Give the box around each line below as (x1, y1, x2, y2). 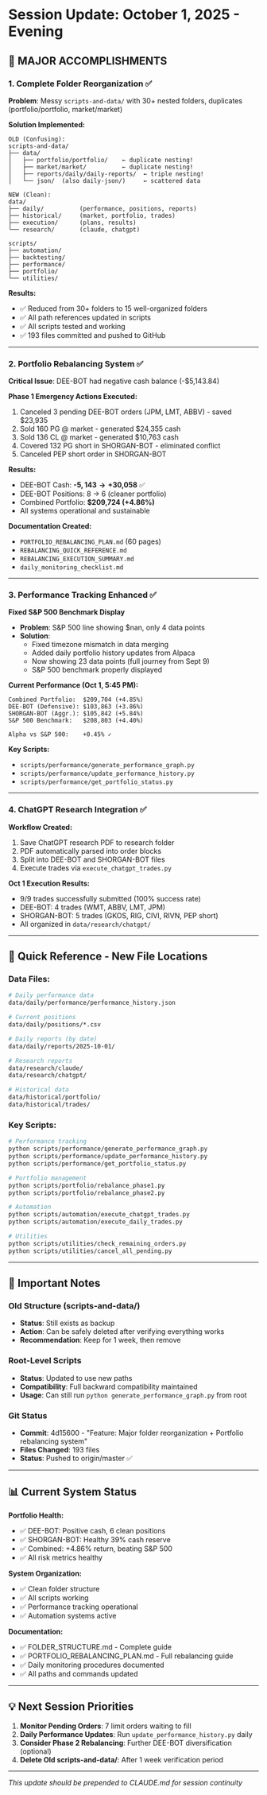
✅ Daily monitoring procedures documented (19, 1660, 164, 1669)
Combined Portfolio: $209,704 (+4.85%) (8, 696, 145, 704)
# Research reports (8, 1056, 73, 1064)
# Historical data (8, 1086, 69, 1094)
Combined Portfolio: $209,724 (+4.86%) (19, 498, 155, 507)
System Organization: (8, 1568, 82, 1578)
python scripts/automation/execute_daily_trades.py (8, 1218, 183, 1226)
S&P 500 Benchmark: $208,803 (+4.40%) (8, 717, 145, 725)
